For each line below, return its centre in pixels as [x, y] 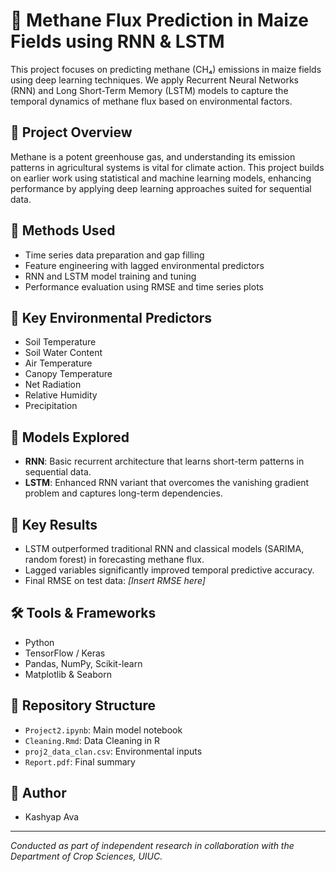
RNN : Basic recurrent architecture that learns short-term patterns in [164, 461]
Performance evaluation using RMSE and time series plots [144, 286]
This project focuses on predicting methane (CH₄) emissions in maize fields [166, 69]
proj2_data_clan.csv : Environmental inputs [113, 751]
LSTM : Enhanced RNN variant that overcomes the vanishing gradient [167, 483]
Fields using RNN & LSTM [117, 41]
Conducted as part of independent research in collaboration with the [152, 846]
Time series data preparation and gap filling [114, 255]
